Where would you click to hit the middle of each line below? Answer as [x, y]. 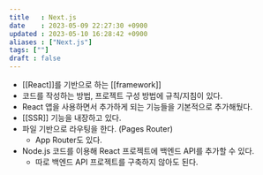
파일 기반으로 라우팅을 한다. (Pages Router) [98, 129]
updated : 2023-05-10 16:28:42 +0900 [79, 34]
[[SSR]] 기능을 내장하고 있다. [71, 118]
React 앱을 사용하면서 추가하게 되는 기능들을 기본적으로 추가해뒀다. [137, 107]
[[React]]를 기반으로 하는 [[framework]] [91, 84]
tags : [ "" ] [29, 50]
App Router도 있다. [69, 140]
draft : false [35, 58]
